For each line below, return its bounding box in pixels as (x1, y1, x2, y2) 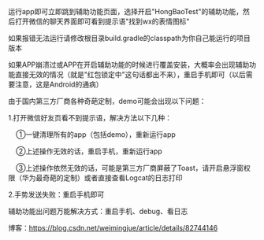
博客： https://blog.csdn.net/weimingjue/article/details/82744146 (8, 223, 218, 232)
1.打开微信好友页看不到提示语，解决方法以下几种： (8, 113, 172, 122)
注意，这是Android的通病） (14, 79, 103, 89)
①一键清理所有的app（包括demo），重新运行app (15, 130, 176, 139)
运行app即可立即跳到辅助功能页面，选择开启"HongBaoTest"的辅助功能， (8, 7, 244, 16)
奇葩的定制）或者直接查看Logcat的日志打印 (42, 173, 183, 183)
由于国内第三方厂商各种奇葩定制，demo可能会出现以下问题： (8, 97, 206, 105)
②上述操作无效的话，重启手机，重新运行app (15, 146, 163, 156)
